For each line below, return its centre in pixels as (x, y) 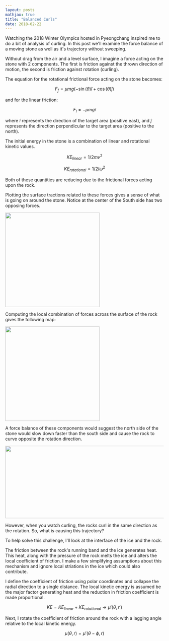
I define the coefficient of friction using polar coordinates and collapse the (82, 581)
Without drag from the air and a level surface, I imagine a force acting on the (84, 59)
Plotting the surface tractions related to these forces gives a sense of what (82, 195)
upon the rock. (20, 185)
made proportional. (25, 597)
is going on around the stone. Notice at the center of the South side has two (84, 200)
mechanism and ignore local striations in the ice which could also (73, 566)
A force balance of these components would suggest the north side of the (82, 428)
